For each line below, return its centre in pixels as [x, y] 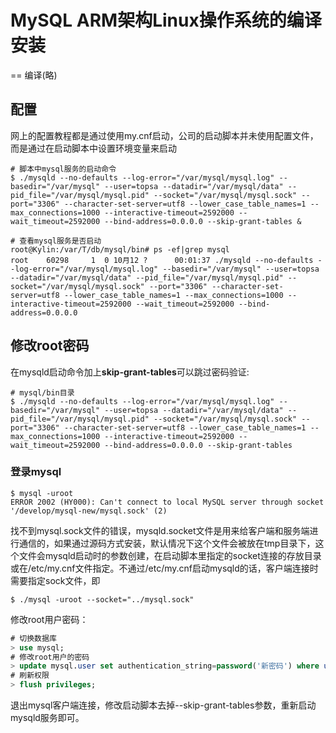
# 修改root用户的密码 [50, 657]
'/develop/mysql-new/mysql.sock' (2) [89, 511]
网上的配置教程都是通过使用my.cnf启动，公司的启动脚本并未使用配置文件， [164, 135]
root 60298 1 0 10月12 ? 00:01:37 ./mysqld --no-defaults [162, 260]
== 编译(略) [34, 75]
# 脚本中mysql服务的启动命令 [63, 169]
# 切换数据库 [33, 638]
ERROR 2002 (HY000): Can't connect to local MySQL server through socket [167, 502]
